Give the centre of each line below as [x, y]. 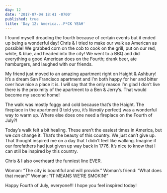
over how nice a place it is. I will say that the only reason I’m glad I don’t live [83, 85]
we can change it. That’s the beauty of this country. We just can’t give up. [81, 135]
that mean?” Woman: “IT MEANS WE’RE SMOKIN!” [57, 176]
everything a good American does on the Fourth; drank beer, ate [71, 59]
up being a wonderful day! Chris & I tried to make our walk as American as [81, 43]
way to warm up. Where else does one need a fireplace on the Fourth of [79, 115]
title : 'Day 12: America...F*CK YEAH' [45, 24]
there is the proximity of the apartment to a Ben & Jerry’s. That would [76, 90]
